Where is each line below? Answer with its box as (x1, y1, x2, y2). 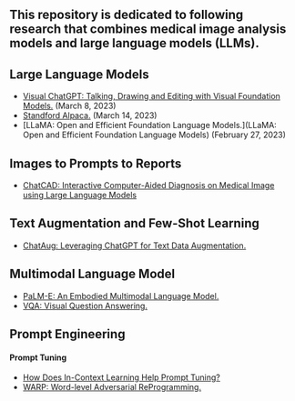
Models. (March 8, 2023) (22, 100, 117, 112)
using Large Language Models (22, 190, 137, 201)
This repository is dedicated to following (9, 7, 244, 23)
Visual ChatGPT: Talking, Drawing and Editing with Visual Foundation (22, 91, 280, 102)
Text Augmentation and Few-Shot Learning (9, 216, 259, 231)
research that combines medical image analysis (9, 22, 287, 37)
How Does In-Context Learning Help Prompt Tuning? (22, 372, 220, 383)
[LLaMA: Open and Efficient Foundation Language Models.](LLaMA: (22, 120, 278, 131)
